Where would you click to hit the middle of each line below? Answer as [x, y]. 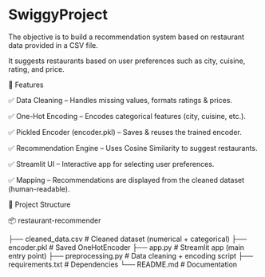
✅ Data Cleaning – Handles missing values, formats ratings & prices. [121, 100]
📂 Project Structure [40, 204]
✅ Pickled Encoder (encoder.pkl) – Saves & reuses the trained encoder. [125, 132]
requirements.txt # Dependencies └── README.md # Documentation [123, 264]
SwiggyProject [58, 15]
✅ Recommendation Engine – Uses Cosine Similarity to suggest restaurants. [133, 148]
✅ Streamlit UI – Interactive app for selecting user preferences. [111, 164]
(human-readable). [39, 188]
